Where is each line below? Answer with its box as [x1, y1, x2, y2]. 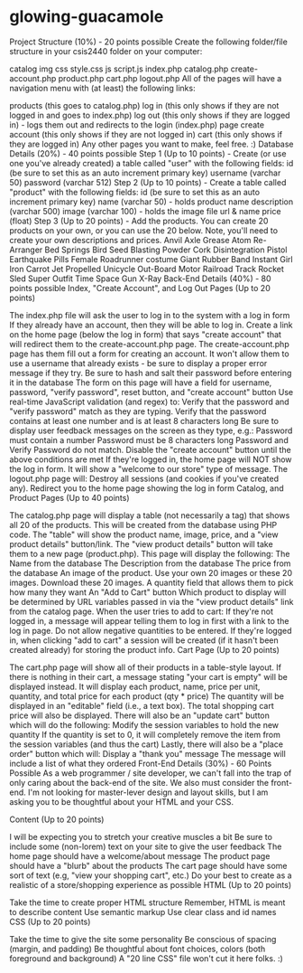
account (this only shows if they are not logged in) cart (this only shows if [9, 128, 282, 139]
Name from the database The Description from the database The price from [9, 558, 291, 569]
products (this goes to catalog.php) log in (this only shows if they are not [9, 99, 280, 110]
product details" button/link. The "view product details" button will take [9, 538, 273, 549]
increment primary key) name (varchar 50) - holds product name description [9, 196, 294, 207]
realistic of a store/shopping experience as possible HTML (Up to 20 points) [9, 879, 292, 890]
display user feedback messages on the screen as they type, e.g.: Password [9, 425, 293, 436]
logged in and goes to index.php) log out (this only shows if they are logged [9, 109, 290, 120]
